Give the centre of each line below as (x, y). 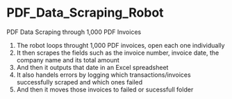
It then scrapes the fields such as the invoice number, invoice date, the (118, 53)
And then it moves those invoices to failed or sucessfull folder (105, 89)
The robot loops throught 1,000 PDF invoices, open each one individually (121, 45)
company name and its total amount (68, 60)
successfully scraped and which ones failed (80, 82)
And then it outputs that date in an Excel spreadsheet (92, 67)
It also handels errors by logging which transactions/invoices (104, 75)
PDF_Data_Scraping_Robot (85, 13)
